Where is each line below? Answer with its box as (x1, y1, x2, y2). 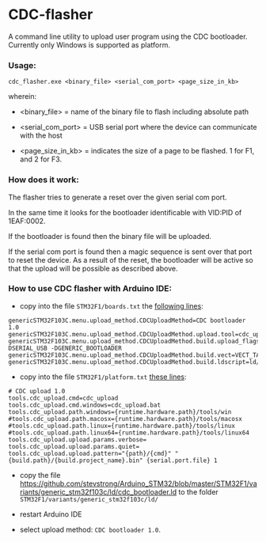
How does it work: (8, 174, 79, 185)
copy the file (19, 470, 61, 479)
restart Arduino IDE (19, 509, 82, 519)
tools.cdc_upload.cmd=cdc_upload (8, 394, 119, 402)
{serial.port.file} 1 (146, 457, 218, 464)
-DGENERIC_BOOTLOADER (50, 344, 123, 352)
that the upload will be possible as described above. (8, 263, 178, 273)
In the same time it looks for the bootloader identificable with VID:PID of (8, 207, 242, 217)
